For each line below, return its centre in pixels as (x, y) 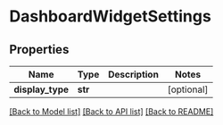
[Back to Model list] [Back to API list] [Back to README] (111, 112)
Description (133, 75)
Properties (39, 50)
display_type (41, 89)
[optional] (188, 89)
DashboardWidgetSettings (110, 17)
